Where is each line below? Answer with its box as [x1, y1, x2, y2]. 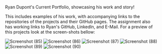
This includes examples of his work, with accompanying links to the [5, 14, 140, 19]
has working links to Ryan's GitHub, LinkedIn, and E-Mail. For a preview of [5, 24, 153, 30]
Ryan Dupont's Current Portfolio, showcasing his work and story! [5, 4, 135, 10]
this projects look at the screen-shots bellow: [5, 29, 96, 35]
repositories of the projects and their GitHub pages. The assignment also [5, 19, 150, 24]
